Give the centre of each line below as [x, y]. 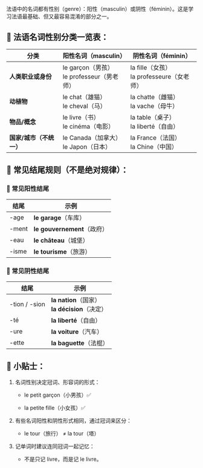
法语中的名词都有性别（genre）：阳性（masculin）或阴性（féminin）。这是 [97, 9]
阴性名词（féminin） [162, 56]
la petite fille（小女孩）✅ [55, 408]
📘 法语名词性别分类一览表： [57, 37]
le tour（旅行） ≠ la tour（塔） [62, 433]
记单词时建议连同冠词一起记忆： [55, 446]
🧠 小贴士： [26, 366]
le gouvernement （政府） [71, 229]
